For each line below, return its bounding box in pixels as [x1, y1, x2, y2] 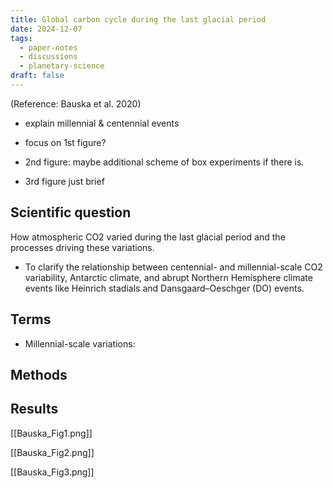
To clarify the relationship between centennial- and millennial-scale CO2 [24, 261, 323, 273]
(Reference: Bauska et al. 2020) [10, 97, 142, 110]
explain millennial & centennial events [24, 117, 180, 129]
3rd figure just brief [24, 175, 105, 187]
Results [10, 401, 59, 418]
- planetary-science [19, 61, 105, 71]
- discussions [19, 52, 78, 62]
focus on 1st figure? [24, 136, 107, 148]
